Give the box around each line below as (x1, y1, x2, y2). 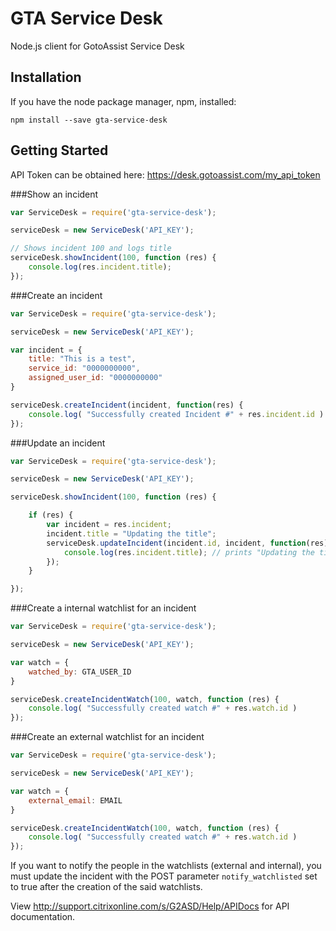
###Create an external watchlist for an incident (10, 731, 205, 743)
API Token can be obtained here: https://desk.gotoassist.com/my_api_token (10, 168, 321, 181)
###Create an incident (10, 289, 103, 301)
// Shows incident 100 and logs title (10, 243, 172, 254)
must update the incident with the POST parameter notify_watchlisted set (10, 870, 318, 882)
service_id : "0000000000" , (28, 363, 141, 374)
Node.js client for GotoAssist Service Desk (10, 40, 185, 52)
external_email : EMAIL (28, 795, 123, 806)
